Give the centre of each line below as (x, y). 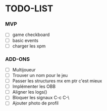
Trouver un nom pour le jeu (40, 75)
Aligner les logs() (30, 92)
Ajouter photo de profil (35, 103)
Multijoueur (24, 70)
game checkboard (31, 35)
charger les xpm (29, 46)
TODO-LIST (29, 9)
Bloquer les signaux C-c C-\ (41, 98)
